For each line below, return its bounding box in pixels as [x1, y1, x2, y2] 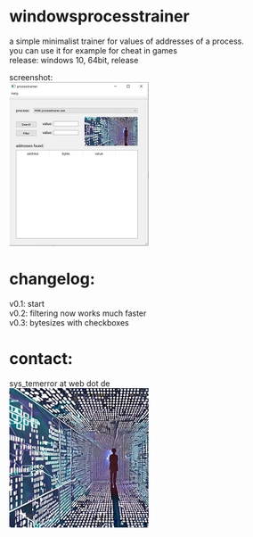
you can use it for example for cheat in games [9, 45, 178, 55]
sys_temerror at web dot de [9, 377, 110, 389]
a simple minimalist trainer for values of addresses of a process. [9, 36, 245, 46]
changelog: [9, 269, 95, 289]
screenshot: [9, 71, 53, 82]
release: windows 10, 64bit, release [9, 54, 139, 65]
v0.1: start [9, 298, 45, 309]
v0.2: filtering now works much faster [9, 308, 147, 318]
